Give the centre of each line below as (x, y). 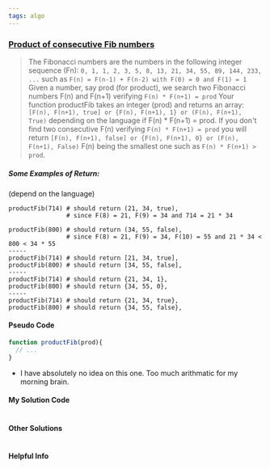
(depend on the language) (52, 193)
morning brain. (44, 382)
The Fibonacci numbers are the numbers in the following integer (135, 61)
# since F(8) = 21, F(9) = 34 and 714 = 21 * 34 (149, 215)
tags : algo (27, 16)
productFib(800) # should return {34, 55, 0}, (88, 286)
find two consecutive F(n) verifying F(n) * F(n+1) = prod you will (137, 129)
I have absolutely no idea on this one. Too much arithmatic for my (129, 373)
